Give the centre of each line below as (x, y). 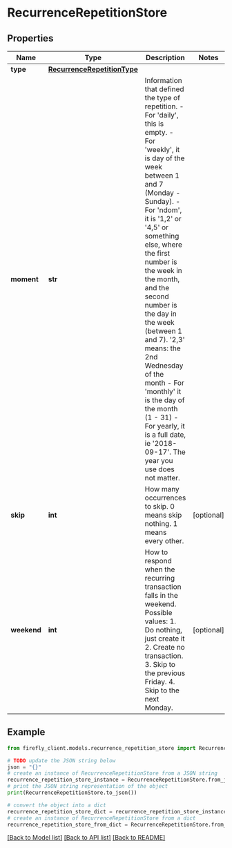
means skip (163, 515)
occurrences (165, 498)
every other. (164, 541)
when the (160, 569)
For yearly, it (165, 426)
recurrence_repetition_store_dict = (60, 811)
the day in (161, 314)
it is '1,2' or (163, 219)
